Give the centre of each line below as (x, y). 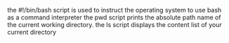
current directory (32, 32)
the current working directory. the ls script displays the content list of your (115, 25)
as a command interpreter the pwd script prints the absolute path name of (114, 17)
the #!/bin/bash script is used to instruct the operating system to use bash (115, 10)
